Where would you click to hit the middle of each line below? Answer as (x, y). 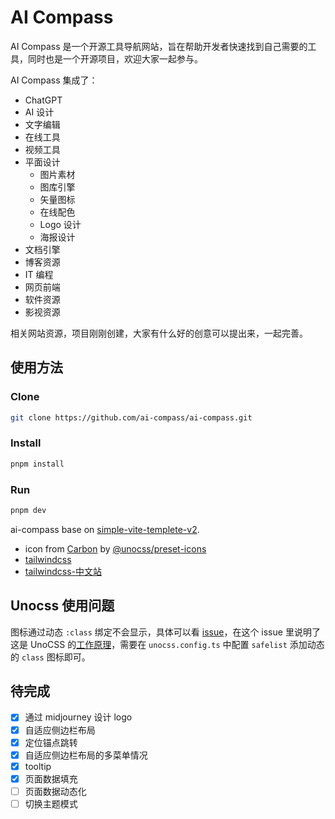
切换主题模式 (51, 803)
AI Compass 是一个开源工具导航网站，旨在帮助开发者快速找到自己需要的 (159, 46)
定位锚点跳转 (51, 742)
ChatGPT (43, 100)
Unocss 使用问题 (62, 606)
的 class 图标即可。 (50, 657)
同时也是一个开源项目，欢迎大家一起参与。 (115, 58)
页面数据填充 (51, 778)
